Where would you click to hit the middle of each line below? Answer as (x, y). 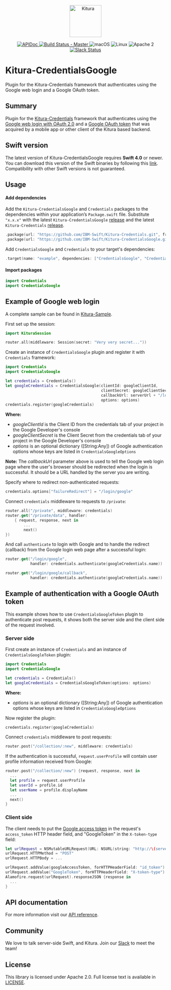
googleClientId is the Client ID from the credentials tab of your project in (88, 424)
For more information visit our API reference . (52, 915)
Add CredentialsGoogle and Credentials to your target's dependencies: (80, 249)
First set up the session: (31, 324)
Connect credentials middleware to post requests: (59, 737)
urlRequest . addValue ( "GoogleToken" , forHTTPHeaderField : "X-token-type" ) (85, 872)
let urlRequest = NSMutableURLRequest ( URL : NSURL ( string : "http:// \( (81, 849)
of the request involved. (30, 625)
